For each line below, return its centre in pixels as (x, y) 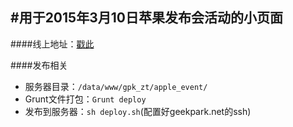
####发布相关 (39, 65)
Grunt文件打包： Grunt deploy (85, 99)
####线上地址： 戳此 (52, 44)
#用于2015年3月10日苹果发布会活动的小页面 (146, 18)
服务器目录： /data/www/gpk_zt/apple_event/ (116, 86)
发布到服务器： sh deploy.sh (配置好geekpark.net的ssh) (138, 111)
